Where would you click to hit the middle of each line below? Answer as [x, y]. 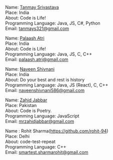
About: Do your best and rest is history [45, 80]
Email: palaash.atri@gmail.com [37, 59]
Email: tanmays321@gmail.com [37, 28]
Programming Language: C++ [36, 147]
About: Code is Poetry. [28, 110]
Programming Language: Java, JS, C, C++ [49, 54]
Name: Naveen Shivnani [30, 69]
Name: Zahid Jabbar [26, 100]
